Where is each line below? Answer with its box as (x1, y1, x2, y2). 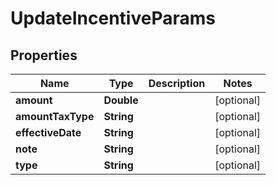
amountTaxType (15, 110, 95, 123)
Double (103, 93, 139, 107)
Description (148, 77, 206, 90)
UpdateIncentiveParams (10, 7, 216, 30)
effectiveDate (15, 126, 82, 139)
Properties (10, 47, 78, 64)
